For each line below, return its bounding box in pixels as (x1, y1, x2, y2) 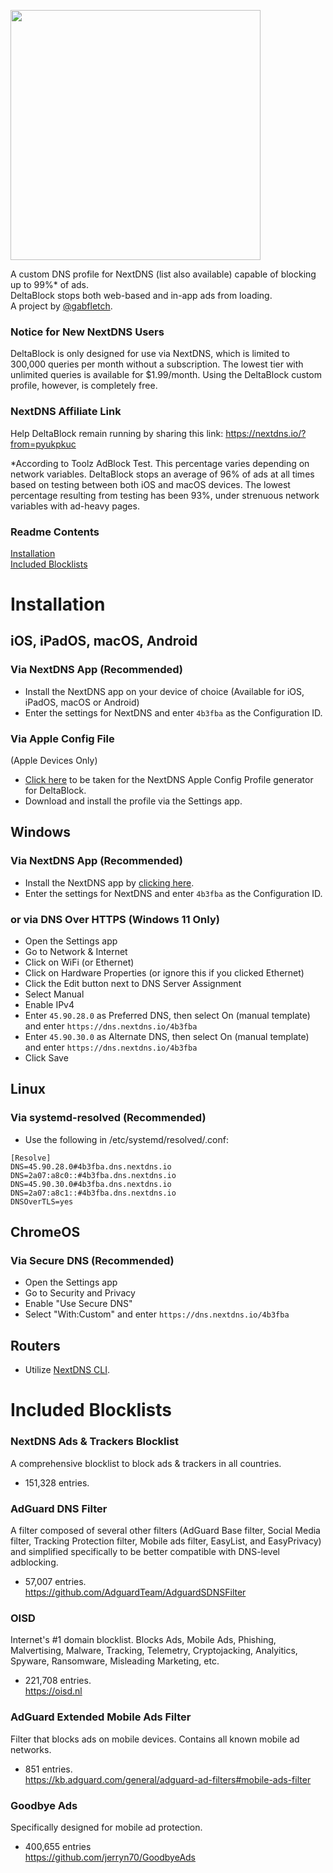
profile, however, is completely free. (10, 380, 158, 392)
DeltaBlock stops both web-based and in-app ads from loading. (10, 290, 273, 301)
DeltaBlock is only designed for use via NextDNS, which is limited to (10, 348, 290, 360)
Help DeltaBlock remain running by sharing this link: (10, 427, 224, 439)
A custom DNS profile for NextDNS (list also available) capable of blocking (10, 268, 317, 280)
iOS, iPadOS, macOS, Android (10, 633, 198, 650)
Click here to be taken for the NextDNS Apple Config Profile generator (24, 774, 314, 786)
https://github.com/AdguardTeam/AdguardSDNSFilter (24, 1586, 247, 1599)
